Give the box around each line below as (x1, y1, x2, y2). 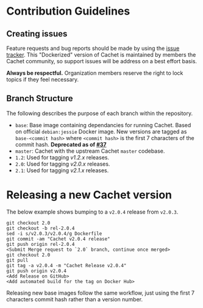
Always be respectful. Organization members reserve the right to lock (6, 69, 183, 77)
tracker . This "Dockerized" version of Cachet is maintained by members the (6, 51, 196, 58)
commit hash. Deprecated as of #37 (15, 141, 107, 148)
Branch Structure (6, 93, 73, 104)
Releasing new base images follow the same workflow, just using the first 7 (6, 289, 195, 296)
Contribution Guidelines (6, 4, 130, 18)
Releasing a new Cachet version (6, 188, 173, 201)
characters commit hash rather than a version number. (6, 295, 143, 303)
